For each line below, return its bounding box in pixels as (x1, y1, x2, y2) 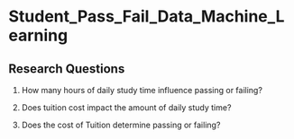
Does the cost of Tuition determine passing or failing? (21, 119, 221, 130)
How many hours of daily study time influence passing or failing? (21, 85, 263, 95)
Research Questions (8, 61, 125, 76)
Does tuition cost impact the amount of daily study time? (21, 102, 232, 113)
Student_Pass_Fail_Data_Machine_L (8, 6, 285, 27)
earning (8, 25, 69, 46)
